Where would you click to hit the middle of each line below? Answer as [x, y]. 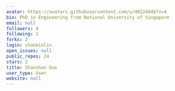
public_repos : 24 [28, 56]
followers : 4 [22, 28]
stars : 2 [17, 62]
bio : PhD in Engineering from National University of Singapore [88, 17]
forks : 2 [17, 40]
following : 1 [22, 34]
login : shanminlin [29, 45]
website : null [24, 78]
